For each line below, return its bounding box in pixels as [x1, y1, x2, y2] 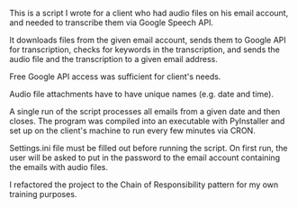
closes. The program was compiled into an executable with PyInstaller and [9, 116, 285, 126]
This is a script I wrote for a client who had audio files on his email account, [9, 8, 289, 18]
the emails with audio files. [9, 162, 108, 172]
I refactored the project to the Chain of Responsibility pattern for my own [9, 179, 279, 190]
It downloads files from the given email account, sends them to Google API [9, 35, 286, 45]
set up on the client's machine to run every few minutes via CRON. [9, 125, 256, 136]
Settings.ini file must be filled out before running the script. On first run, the [9, 143, 288, 153]
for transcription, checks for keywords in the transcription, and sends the [9, 44, 281, 55]
